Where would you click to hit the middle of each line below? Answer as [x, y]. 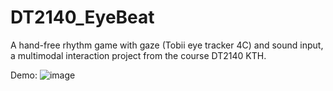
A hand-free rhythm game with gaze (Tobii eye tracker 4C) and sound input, [167, 45]
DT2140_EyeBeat [82, 17]
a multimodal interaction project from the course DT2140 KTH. [138, 55]
